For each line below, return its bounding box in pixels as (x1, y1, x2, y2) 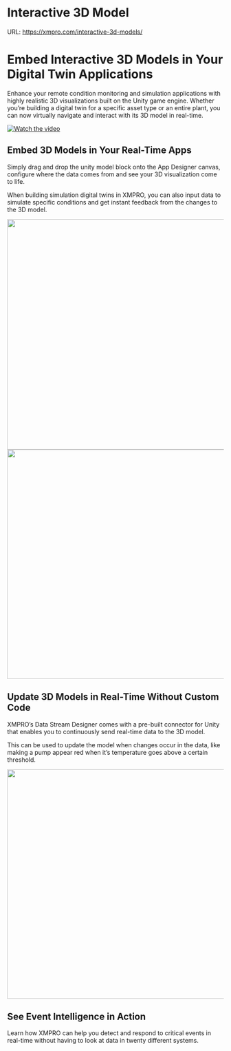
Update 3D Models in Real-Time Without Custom (7, 691, 219, 703)
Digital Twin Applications (7, 67, 153, 82)
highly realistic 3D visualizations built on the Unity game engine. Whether (7, 96, 214, 105)
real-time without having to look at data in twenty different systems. (7, 1037, 199, 1045)
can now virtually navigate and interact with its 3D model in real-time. (7, 111, 204, 119)
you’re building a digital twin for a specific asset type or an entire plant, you (7, 103, 221, 112)
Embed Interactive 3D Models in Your (7, 52, 223, 67)
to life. (7, 177, 25, 185)
